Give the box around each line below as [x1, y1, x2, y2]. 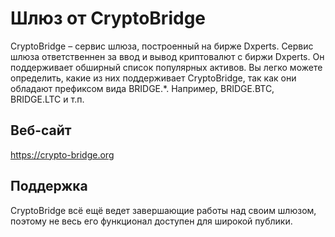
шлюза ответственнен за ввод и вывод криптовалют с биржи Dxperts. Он [10, 50, 325, 62]
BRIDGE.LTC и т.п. [10, 93, 85, 105]
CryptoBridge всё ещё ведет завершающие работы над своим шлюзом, [10, 204, 317, 216]
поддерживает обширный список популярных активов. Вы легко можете [10, 61, 323, 73]
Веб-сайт [10, 122, 72, 139]
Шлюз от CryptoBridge [10, 7, 207, 30]
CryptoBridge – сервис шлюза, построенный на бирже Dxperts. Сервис [10, 40, 314, 52]
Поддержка [10, 178, 88, 195]
